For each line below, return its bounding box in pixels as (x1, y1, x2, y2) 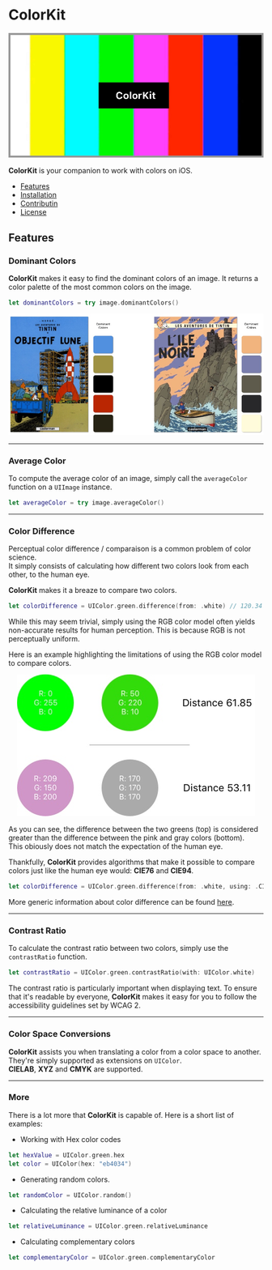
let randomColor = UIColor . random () (8, 1191, 132, 1200)
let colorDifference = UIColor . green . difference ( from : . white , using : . (8, 883, 259, 891)
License (19, 207, 47, 217)
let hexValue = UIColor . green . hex (8, 1151, 125, 1159)
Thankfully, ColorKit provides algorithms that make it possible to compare (8, 857, 255, 867)
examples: (8, 1119, 43, 1128)
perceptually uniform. (8, 634, 80, 644)
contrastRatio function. (8, 952, 87, 961)
